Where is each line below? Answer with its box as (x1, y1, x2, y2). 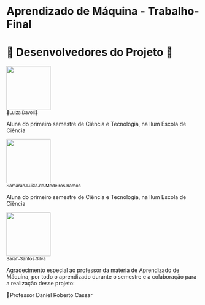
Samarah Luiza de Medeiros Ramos (6, 183, 81, 189)
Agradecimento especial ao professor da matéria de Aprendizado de (6, 266, 180, 274)
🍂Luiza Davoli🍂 (6, 110, 38, 116)
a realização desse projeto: (6, 280, 75, 287)
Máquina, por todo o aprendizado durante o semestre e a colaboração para (6, 273, 197, 281)
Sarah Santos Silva (6, 256, 46, 262)
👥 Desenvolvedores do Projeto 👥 (6, 45, 173, 59)
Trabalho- (147, 4, 199, 18)
